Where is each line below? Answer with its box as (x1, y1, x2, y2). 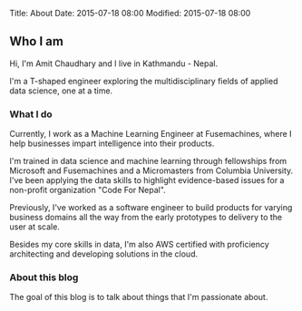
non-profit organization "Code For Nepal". (9, 185, 166, 196)
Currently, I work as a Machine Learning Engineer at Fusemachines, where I (9, 129, 292, 140)
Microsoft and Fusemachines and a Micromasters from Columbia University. (9, 165, 294, 176)
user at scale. (9, 221, 61, 232)
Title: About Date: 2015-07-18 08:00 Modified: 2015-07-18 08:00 (9, 8, 251, 18)
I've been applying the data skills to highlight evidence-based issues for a (9, 175, 285, 186)
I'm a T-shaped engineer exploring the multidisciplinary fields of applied (9, 75, 278, 86)
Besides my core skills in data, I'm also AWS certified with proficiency (9, 239, 269, 250)
